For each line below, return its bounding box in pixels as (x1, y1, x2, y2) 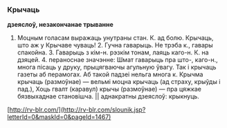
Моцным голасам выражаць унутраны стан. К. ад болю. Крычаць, (17, 34, 214, 42)
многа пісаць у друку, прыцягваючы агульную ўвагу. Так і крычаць (17, 63, 217, 72)
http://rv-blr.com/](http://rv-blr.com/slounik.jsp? (9, 105, 146, 114)
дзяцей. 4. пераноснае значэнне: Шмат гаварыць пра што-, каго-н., (17, 56, 218, 64)
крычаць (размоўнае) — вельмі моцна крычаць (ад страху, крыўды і (17, 78, 221, 86)
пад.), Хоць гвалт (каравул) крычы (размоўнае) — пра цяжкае (17, 85, 202, 94)
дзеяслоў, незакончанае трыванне (7, 21, 114, 29)
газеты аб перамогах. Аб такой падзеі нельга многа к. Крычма (17, 70, 203, 78)
